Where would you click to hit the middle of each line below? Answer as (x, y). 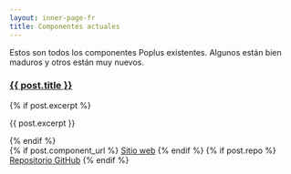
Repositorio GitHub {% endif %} (69, 159)
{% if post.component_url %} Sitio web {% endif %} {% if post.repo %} (143, 150)
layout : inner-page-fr (52, 18)
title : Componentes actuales (65, 26)
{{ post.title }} (41, 86)
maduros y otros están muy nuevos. (77, 62)
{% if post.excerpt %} (50, 105)
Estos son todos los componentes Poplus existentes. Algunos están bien (145, 52)
